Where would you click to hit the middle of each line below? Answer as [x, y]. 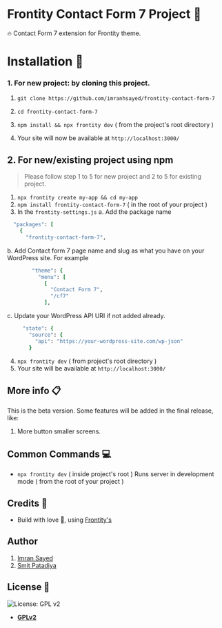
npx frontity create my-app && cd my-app [77, 198]
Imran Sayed [35, 558]
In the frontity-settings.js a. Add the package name [94, 212]
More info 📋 [34, 391]
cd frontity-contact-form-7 [57, 112]
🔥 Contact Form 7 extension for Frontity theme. [74, 33]
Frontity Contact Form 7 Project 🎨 [104, 14]
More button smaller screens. [59, 431]
